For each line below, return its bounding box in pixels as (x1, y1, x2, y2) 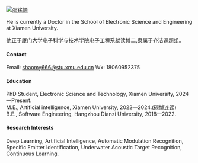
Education (6, 77, 32, 84)
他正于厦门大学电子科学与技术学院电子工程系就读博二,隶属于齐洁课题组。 (6, 37, 185, 44)
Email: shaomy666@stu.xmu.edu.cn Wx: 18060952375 (6, 64, 140, 71)
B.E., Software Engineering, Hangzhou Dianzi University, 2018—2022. (6, 110, 177, 118)
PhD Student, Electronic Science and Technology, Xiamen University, (6, 91, 175, 98)
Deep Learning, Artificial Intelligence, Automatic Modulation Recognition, (6, 137, 184, 145)
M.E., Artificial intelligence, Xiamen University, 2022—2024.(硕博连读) (6, 104, 177, 111)
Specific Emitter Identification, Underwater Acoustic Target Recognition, (6, 143, 183, 151)
